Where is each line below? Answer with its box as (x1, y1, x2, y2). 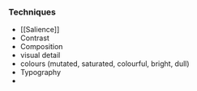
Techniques (8, 6, 57, 18)
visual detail (19, 51, 61, 60)
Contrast (19, 33, 50, 43)
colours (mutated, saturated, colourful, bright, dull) (19, 59, 190, 68)
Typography (19, 68, 62, 77)
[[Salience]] (19, 25, 60, 35)
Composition (19, 42, 63, 52)
